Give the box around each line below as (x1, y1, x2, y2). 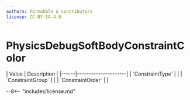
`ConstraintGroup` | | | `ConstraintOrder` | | (6, 77, 109, 84)
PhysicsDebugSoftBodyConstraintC (6, 39, 185, 52)
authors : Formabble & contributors (6, 8, 93, 15)
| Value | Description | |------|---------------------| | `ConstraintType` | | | (6, 70, 182, 77)
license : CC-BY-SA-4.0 (6, 14, 61, 20)
